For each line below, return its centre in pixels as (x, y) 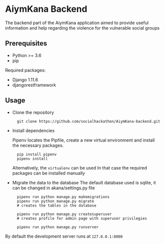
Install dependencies (33, 130)
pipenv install (33, 159)
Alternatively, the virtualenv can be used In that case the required (80, 168)
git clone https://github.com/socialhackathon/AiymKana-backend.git (89, 121)
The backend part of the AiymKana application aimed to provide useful (77, 23)
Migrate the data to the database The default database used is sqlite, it (84, 182)
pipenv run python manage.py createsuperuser (64, 214)
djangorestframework (34, 85)
